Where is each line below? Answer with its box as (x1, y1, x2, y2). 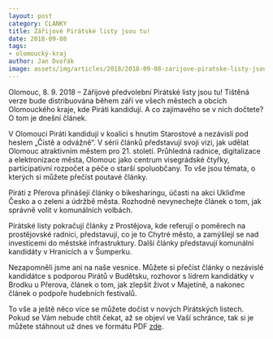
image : (8, 65, 31, 73)
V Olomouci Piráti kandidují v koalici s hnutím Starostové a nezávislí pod (8, 128, 249, 138)
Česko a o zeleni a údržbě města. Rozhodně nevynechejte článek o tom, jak (8, 196, 262, 206)
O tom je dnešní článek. (8, 113, 88, 123)
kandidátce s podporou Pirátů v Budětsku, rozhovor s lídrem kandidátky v (8, 271, 254, 280)
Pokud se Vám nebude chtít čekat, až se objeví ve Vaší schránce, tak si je (8, 312, 254, 322)
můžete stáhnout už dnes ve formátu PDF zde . (8, 321, 164, 331)
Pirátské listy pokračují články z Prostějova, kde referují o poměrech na (8, 220, 246, 230)
